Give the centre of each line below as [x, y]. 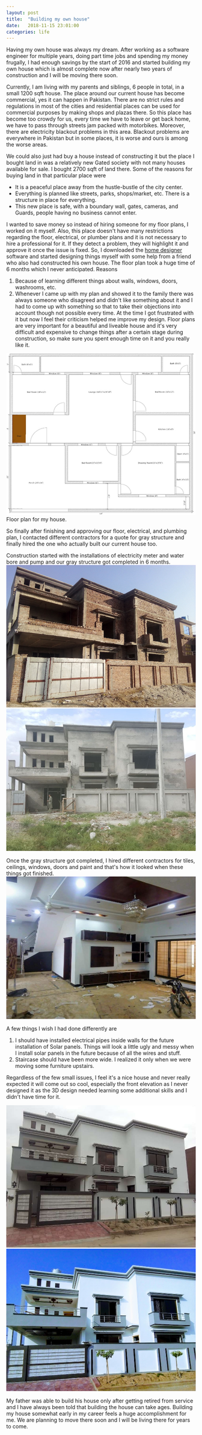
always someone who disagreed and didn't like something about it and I [104, 300]
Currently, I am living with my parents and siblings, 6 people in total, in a [95, 87]
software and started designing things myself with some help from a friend [99, 257]
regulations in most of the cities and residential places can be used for [93, 106]
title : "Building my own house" [48, 19]
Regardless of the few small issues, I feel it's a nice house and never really [98, 1077]
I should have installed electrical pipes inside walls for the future [94, 1040]
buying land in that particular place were [56, 175]
